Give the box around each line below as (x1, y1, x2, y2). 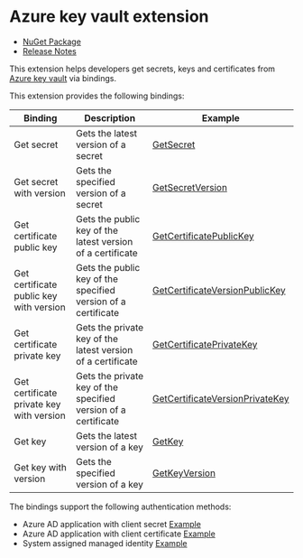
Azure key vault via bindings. (9, 72, 117, 83)
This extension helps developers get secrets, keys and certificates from (9, 63, 276, 74)
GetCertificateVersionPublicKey (151, 284, 286, 296)
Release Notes (22, 45, 77, 56)
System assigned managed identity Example (22, 537, 188, 548)
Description (84, 111, 136, 124)
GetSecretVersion (151, 181, 228, 193)
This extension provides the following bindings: (9, 90, 185, 101)
